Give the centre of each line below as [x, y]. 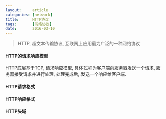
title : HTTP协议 [27, 19]
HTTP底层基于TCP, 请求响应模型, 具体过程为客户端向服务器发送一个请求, [80, 68]
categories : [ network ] [29, 15]
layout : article [27, 10]
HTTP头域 [16, 111]
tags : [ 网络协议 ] [28, 24]
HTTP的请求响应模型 [27, 56]
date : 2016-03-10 [30, 29]
